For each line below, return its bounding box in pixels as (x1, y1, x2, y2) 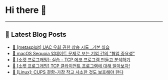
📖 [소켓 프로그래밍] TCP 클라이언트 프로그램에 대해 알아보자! (12, 63, 130, 69)
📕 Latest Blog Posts (5, 30, 66, 39)
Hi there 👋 (5, 4, 46, 16)
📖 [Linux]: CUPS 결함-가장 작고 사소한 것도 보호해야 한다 (12, 69, 124, 75)
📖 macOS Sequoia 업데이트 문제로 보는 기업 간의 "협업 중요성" (12, 50, 135, 56)
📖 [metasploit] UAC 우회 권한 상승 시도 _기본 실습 (12, 44, 110, 50)
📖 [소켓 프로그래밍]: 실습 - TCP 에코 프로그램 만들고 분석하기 (12, 57, 131, 63)
